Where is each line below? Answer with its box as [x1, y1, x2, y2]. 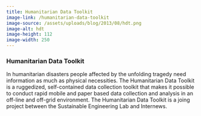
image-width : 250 [6, 37, 50, 43]
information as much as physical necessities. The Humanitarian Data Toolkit [6, 77, 195, 85]
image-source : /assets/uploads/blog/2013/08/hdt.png [6, 20, 142, 26]
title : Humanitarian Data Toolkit [6, 8, 94, 15]
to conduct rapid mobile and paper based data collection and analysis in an [6, 90, 193, 97]
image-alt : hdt [6, 25, 45, 32]
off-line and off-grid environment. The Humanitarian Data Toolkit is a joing [6, 96, 190, 103]
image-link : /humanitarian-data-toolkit [6, 14, 110, 21]
